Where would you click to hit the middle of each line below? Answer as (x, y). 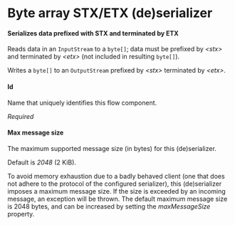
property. (21, 214)
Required (21, 116)
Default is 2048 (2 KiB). (42, 162)
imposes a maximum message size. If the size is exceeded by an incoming (116, 191)
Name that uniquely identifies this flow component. (82, 103)
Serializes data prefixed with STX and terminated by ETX (93, 33)
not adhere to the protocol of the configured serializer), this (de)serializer (115, 184)
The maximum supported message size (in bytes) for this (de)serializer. (112, 148)
